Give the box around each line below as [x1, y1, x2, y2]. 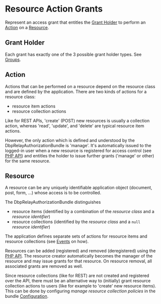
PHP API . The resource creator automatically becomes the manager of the [5, 253, 153, 259]
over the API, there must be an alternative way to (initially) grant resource [5, 278, 151, 284]
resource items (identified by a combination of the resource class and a [12, 209, 155, 214]
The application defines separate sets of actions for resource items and [5, 233, 147, 239]
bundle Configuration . [5, 293, 49, 299]
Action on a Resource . [5, 24, 49, 30]
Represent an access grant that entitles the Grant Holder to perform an [5, 19, 146, 25]
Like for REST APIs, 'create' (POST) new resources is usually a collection [5, 118, 150, 123]
